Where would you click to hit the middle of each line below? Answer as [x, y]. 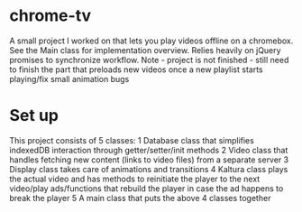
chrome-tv [50, 16]
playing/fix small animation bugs [69, 78]
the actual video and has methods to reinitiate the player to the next [135, 179]
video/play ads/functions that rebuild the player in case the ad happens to [146, 188]
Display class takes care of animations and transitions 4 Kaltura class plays [149, 169]
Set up [34, 116]
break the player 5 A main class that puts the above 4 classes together [140, 198]
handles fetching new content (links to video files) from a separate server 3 [149, 160]
